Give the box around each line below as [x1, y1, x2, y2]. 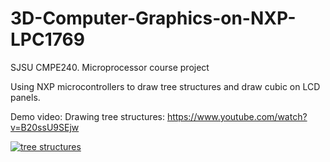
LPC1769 [10, 28, 85, 51]
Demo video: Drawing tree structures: [10, 110, 165, 122]
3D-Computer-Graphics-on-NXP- [10, 7, 297, 30]
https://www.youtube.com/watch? [166, 110, 308, 122]
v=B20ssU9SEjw [10, 121, 80, 133]
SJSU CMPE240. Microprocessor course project [10, 61, 210, 73]
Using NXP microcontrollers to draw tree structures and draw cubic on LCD [10, 80, 321, 92]
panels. [10, 91, 41, 103]
